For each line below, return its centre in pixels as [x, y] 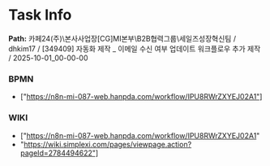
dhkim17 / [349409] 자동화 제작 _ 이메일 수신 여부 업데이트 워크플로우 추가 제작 [135, 48]
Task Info [40, 15]
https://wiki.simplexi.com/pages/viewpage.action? [108, 144]
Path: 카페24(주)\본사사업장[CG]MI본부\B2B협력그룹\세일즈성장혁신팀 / [122, 38]
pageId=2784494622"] [59, 153]
